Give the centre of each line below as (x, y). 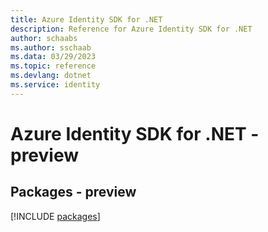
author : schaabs (44, 38)
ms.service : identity (55, 85)
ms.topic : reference (53, 66)
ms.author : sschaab (51, 47)
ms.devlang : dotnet (51, 76)
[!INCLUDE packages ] (55, 216)
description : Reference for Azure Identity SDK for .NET (131, 29)
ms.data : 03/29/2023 (53, 57)
